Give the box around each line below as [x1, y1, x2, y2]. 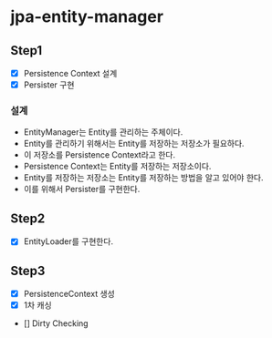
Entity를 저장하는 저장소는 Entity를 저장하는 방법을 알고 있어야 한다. [23, 172, 264, 183]
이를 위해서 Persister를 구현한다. [23, 184, 141, 195]
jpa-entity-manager [10, 6, 163, 27]
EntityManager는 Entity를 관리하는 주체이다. [23, 127, 183, 138]
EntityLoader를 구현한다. [23, 236, 113, 247]
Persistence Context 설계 [23, 68, 118, 78]
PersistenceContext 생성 [23, 289, 115, 300]
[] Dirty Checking [23, 318, 89, 329]
